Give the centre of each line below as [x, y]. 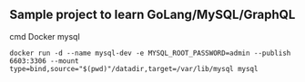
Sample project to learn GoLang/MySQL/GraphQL [152, 15]
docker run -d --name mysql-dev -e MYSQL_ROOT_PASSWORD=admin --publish [150, 53]
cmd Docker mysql [45, 36]
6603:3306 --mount [44, 61]
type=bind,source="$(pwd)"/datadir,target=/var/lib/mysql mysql [134, 68]
